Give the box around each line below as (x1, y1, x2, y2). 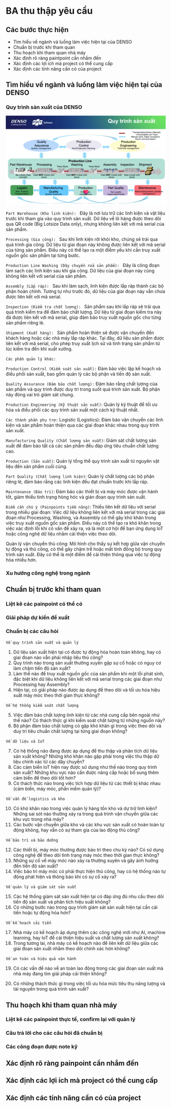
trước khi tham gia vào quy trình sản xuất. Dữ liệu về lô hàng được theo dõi (6, 215, 161, 221)
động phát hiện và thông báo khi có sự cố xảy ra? (13, 874, 117, 880)
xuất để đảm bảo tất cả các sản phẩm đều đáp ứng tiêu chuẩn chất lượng (6, 442, 159, 448)
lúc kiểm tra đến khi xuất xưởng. (6, 346, 73, 352)
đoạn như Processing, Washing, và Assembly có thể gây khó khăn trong (6, 514, 156, 521)
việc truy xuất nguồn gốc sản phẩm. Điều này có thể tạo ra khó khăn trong (6, 520, 161, 526)
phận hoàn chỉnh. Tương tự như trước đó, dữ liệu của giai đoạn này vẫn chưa (6, 288, 165, 294)
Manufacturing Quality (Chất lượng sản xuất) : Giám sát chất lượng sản (6, 437, 157, 443)
